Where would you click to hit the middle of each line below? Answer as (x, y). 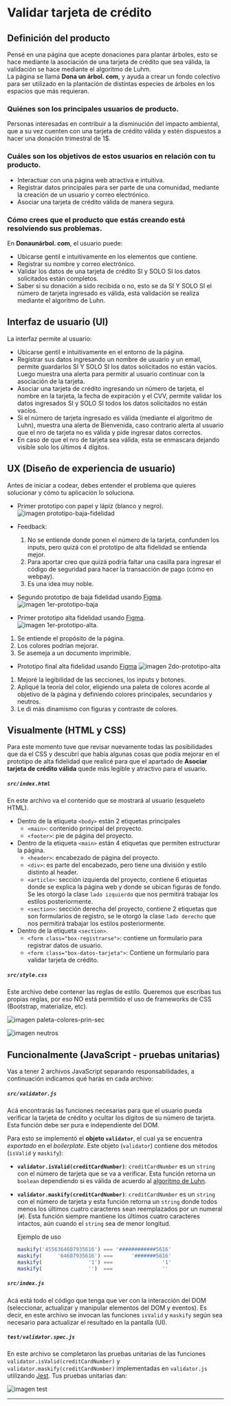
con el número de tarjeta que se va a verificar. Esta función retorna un (116, 1174)
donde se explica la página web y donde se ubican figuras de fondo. (124, 887)
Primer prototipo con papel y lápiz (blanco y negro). (90, 506)
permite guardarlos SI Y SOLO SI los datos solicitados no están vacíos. (117, 367)
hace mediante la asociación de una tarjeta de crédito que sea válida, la (109, 62)
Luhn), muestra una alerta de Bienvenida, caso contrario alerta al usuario (120, 425)
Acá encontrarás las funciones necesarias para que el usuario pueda (105, 1111)
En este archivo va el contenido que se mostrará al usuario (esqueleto (106, 801)
